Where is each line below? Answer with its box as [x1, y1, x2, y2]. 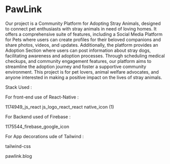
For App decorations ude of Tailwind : [5, 133, 84, 139]
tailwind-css [5, 143, 31, 149]
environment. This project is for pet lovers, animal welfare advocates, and [5, 69, 159, 75]
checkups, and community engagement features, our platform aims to [5, 58, 152, 64]
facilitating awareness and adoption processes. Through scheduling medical [5, 52, 165, 59]
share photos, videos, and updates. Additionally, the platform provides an [5, 42, 158, 48]
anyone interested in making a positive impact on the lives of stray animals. [5, 74, 162, 80]
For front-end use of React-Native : [5, 94, 79, 100]
